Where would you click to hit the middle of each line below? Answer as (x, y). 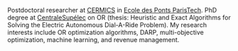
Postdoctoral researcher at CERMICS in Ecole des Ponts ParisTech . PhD (112, 10)
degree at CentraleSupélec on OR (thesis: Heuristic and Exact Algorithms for (119, 17)
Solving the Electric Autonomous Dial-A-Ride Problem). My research (107, 25)
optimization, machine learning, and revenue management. (93, 40)
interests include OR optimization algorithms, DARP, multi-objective (106, 32)
